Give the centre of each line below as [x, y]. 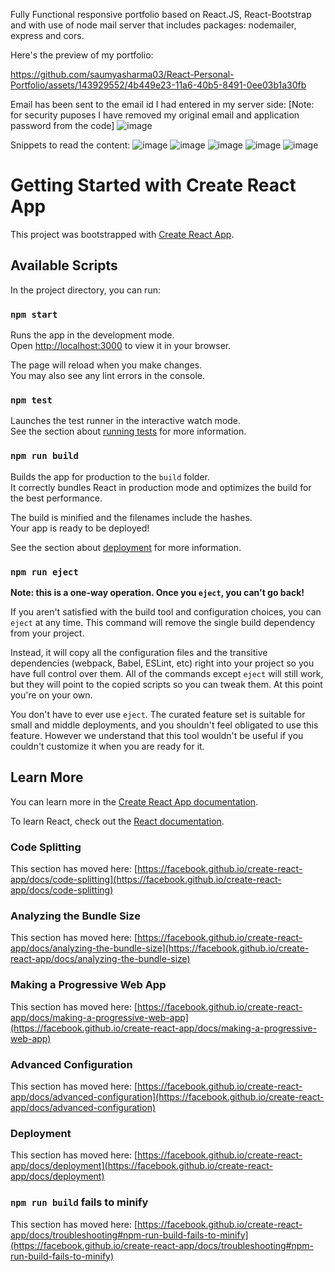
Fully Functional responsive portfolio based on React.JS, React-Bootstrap [161, 14]
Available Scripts [64, 265]
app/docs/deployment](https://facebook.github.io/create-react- [141, 1166]
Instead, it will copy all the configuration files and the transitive [139, 652]
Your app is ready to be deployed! [80, 528]
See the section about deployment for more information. [126, 547]
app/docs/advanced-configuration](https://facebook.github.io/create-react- [167, 1096]
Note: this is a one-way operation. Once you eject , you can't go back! [157, 592]
